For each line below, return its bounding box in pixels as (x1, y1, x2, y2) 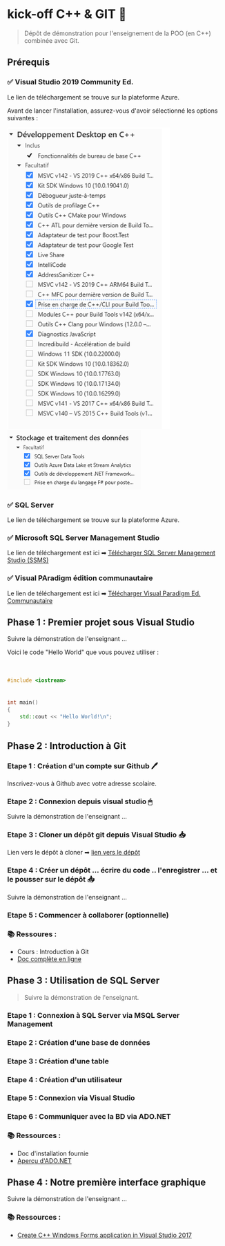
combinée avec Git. (23, 36, 79, 44)
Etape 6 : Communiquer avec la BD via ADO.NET (7, 1112, 171, 1122)
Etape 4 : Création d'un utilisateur (7, 1075, 123, 1084)
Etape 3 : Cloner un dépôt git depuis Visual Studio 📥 (7, 830, 186, 839)
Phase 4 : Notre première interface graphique (7, 1177, 206, 1189)
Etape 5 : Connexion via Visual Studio (7, 1093, 135, 1103)
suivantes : (7, 113, 38, 122)
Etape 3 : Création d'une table (7, 1056, 109, 1066)
